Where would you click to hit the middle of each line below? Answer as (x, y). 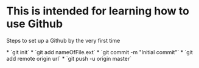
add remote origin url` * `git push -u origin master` (69, 58)
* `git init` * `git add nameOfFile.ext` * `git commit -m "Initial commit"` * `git (100, 52)
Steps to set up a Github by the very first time (63, 40)
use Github (34, 24)
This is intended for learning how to (98, 11)
